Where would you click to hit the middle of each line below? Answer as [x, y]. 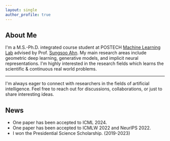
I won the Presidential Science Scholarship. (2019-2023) [71, 133]
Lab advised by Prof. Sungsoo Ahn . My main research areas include [76, 53]
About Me [21, 35]
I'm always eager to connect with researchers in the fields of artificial [77, 84]
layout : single [21, 10]
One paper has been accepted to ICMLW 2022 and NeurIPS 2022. [82, 128]
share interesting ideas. [30, 94]
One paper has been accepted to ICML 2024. [60, 123]
